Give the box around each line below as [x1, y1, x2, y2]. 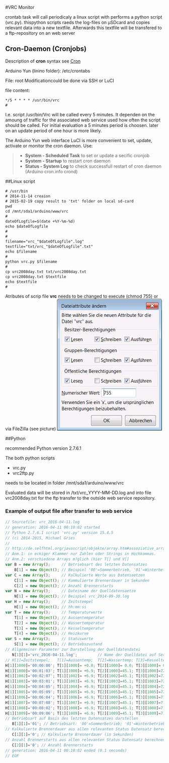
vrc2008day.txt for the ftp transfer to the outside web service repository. [5, 495, 156, 501]
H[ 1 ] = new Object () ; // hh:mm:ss [14, 604, 87, 610]
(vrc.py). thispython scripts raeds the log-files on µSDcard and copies [5, 20, 150, 25]
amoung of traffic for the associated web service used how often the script [5, 117, 161, 123]
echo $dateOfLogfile [5, 224, 49, 229]
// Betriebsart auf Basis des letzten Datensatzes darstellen [5, 716, 138, 721]
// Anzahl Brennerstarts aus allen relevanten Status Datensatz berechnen [5, 737, 165, 742]
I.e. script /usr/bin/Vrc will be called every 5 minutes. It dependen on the [5, 111, 155, 117]
